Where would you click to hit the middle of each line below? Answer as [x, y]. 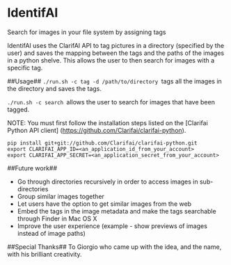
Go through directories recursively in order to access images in [107, 182]
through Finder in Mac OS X [57, 218]
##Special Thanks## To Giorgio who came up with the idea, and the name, [114, 247]
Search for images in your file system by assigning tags [87, 32]
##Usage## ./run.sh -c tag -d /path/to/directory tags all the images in [115, 81]
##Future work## [32, 168]
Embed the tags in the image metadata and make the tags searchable [117, 211]
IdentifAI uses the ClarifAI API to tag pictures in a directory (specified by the [116, 45]
